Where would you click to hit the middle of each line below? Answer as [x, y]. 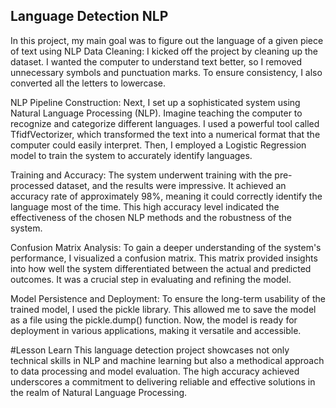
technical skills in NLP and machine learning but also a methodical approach [167, 360]
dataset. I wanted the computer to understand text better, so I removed [156, 61]
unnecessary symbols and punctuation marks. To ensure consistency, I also [166, 72]
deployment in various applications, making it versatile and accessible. [156, 330]
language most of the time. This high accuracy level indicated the [145, 206]
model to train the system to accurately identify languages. [131, 155]
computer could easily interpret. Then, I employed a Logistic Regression [158, 145]
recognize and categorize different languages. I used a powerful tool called [165, 123]
